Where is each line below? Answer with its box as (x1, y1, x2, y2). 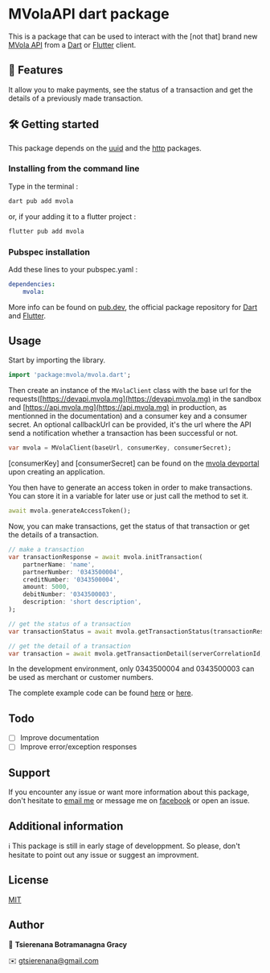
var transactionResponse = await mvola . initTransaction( (8, 553, 203, 561)
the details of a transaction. (8, 530, 99, 540)
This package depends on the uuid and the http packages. (8, 143, 202, 153)
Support (8, 766, 51, 780)
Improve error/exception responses (19, 742, 137, 751)
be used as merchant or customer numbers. (8, 673, 154, 682)
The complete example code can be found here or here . (8, 688, 194, 698)
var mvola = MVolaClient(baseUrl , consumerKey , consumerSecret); (8, 444, 231, 452)
